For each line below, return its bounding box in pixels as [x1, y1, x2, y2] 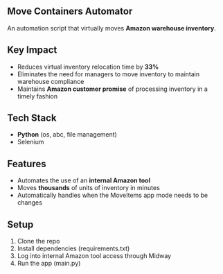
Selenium [17, 138, 44, 146]
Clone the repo [17, 237, 60, 246]
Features [7, 157, 46, 169]
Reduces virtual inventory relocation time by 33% [17, 62, 159, 71]
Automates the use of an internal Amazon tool [17, 176, 151, 185]
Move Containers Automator [7, 6, 133, 17]
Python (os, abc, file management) [17, 130, 118, 139]
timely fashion [17, 92, 58, 100]
